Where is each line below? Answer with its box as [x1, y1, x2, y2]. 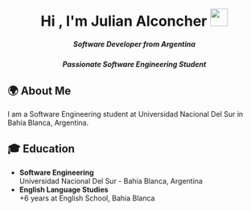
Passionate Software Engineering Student [62, 60, 207, 69]
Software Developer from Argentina [72, 39, 196, 48]
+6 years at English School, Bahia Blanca [19, 193, 155, 203]
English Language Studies [19, 184, 109, 194]
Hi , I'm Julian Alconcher [40, 12, 208, 31]
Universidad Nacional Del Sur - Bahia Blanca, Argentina [19, 176, 203, 185]
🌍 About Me [7, 84, 72, 97]
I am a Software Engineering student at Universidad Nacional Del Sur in [7, 109, 244, 118]
